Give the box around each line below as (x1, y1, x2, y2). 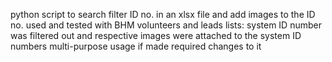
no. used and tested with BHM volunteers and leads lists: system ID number (10, 19, 322, 31)
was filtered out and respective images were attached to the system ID (10, 30, 302, 41)
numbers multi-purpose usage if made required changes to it (10, 40, 262, 52)
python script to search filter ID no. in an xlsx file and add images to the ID (10, 9, 316, 20)
